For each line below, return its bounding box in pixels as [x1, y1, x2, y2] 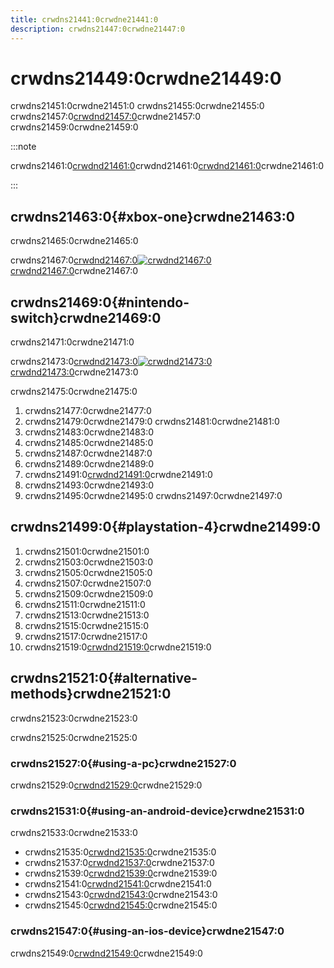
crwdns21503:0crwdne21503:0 [24, 556, 153, 568]
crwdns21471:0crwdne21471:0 [10, 336, 135, 348]
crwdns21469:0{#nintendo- [10, 294, 190, 311]
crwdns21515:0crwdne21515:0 [24, 619, 150, 631]
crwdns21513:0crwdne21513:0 [24, 609, 150, 621]
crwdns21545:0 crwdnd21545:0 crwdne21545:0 [24, 899, 218, 911]
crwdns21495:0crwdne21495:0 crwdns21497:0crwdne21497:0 [24, 490, 283, 502]
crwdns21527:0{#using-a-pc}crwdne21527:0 [10, 756, 237, 770]
